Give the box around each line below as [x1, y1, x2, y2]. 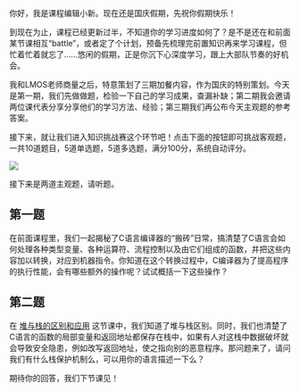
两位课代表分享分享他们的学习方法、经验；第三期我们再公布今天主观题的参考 [9, 102, 291, 112]
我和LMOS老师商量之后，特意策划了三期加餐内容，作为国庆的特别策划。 [9, 79, 275, 89]
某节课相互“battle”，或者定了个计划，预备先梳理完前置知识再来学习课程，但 [9, 38, 287, 48]
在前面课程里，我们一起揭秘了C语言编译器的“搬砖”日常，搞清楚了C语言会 [9, 232, 279, 243]
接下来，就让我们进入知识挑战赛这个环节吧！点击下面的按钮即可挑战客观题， [9, 132, 291, 142]
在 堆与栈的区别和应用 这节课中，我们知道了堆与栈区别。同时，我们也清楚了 [9, 320, 287, 330]
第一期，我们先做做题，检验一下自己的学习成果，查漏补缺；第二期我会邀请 [16, 90, 291, 101]
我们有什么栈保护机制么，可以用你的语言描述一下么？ [9, 354, 205, 364]
